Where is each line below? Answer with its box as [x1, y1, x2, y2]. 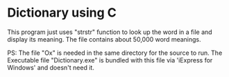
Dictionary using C [7, 5, 117, 21]
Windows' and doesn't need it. [7, 63, 95, 71]
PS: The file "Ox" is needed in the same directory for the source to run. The [7, 49, 223, 57]
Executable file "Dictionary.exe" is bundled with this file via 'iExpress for [7, 55, 213, 64]
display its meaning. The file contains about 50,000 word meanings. [7, 35, 201, 43]
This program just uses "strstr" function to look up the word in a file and [7, 28, 213, 36]
